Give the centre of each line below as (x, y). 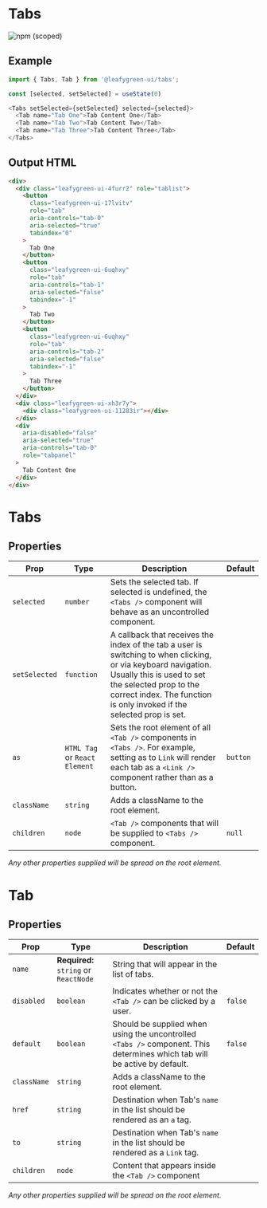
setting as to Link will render (163, 757)
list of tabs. (133, 974)
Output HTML (43, 163)
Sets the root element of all (161, 728)
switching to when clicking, (161, 655)
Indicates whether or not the (165, 991)
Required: (75, 960)
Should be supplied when (160, 1024)
